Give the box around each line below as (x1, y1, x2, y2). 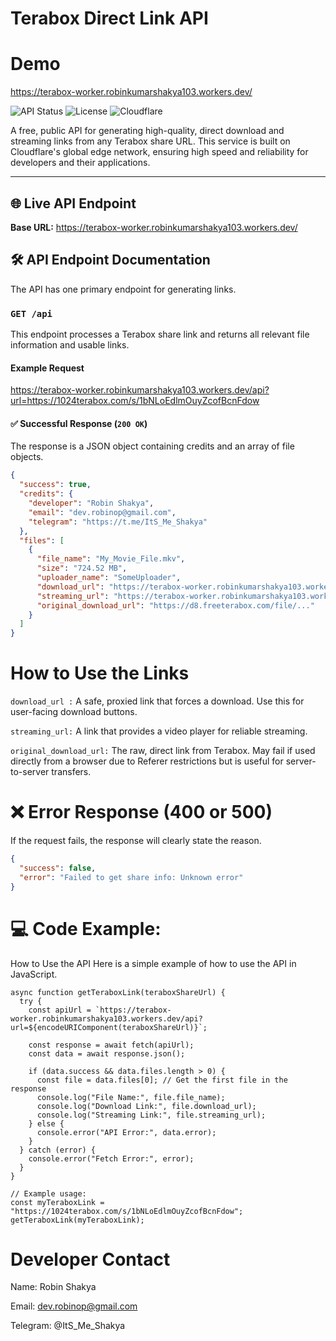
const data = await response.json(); (28, 1048, 186, 1059)
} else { (28, 1118, 65, 1129)
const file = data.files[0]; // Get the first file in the (36, 1075, 288, 1085)
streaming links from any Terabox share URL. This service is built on (10, 135, 291, 147)
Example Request (10, 362, 85, 374)
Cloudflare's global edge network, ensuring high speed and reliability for (10, 146, 309, 158)
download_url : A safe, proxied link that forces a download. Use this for (10, 695, 305, 707)
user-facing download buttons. (10, 706, 138, 718)
